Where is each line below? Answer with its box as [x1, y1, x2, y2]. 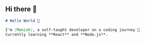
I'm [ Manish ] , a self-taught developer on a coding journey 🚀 [5, 27, 140, 32]
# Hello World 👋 [5, 18, 40, 23]
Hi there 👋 [5, 5, 37, 13]
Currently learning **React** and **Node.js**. [5, 32, 108, 37]
